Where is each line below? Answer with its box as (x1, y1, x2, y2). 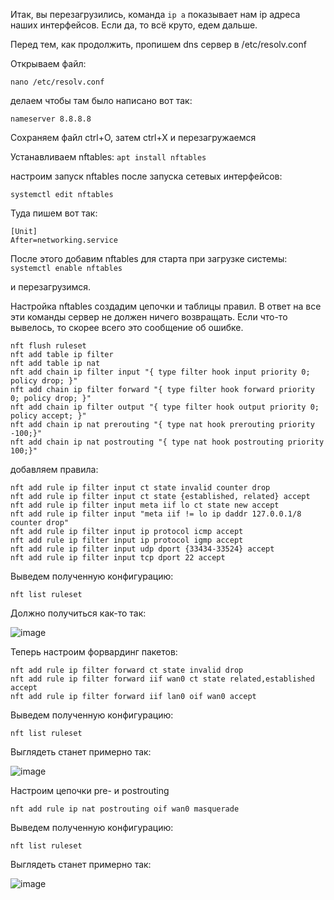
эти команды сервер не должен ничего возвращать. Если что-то (10, 311, 288, 323)
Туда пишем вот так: (10, 207, 98, 219)
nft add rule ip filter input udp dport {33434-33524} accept (10, 544, 275, 554)
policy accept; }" (10, 411, 87, 421)
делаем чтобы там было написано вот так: (10, 95, 193, 106)
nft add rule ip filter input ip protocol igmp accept (10, 535, 244, 545)
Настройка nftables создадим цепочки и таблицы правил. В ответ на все (10, 300, 322, 312)
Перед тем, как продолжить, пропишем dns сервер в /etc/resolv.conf (10, 39, 307, 50)
